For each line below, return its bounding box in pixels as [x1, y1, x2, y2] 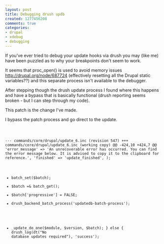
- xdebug [5, 35, 23, 40]
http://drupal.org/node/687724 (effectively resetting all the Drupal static [5, 72, 151, 78]
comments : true [5, 21, 36, 26]
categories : [5, 25, 29, 30]
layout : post [5, 7, 32, 12]
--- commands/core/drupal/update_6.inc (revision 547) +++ [5, 138, 129, 143]
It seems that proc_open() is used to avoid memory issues [5, 67, 122, 73]
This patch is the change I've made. [5, 107, 78, 113]
